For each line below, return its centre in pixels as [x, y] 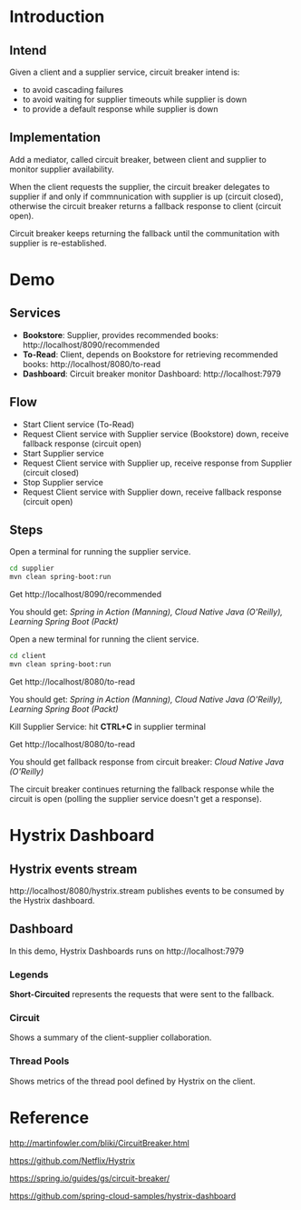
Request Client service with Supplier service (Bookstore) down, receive [155, 434]
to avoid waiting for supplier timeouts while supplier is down [135, 99]
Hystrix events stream [73, 869]
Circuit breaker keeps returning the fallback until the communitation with [145, 233]
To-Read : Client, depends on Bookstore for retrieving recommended [150, 354]
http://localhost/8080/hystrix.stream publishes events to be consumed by [147, 890]
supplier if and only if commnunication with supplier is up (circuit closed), [146, 196]
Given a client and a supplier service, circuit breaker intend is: [125, 72]
